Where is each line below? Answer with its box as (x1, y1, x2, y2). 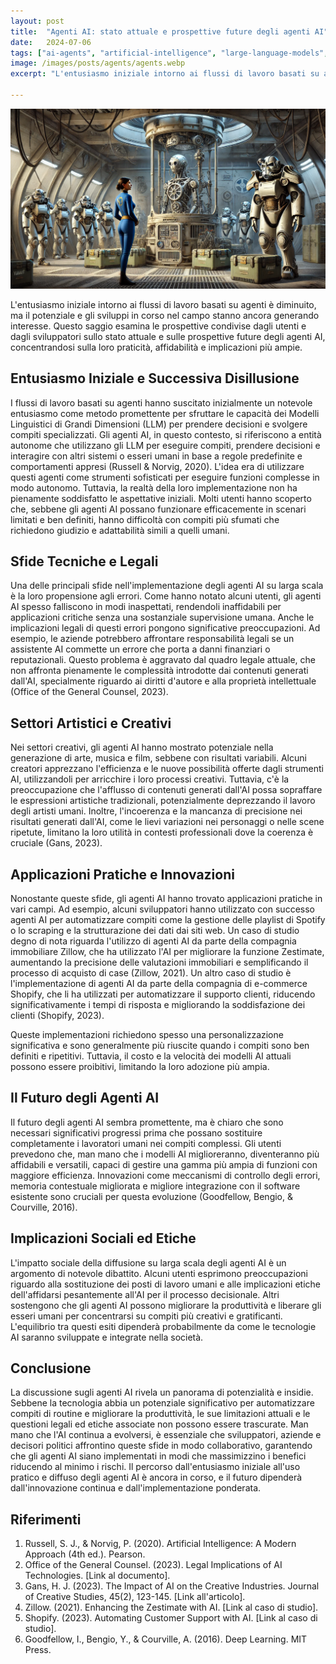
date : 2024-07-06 (10, 37, 92, 47)
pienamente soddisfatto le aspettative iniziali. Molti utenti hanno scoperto (10, 492, 312, 504)
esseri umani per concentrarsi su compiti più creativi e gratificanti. (10, 1310, 283, 1322)
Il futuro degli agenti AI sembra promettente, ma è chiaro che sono (10, 1116, 284, 1128)
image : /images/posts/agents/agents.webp (10, 58, 186, 69)
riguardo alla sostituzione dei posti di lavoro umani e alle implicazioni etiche (10, 1278, 321, 1290)
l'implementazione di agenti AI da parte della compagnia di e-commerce (10, 978, 308, 990)
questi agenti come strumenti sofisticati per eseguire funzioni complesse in (10, 471, 320, 483)
